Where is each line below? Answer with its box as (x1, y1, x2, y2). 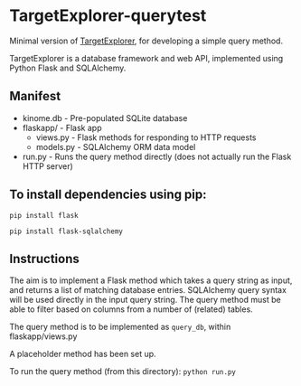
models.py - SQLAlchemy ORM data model (35, 141, 196, 152)
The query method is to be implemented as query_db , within (9, 322, 231, 333)
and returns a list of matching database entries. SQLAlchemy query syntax (9, 285, 287, 296)
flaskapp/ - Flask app (22, 122, 102, 133)
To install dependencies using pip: (9, 187, 207, 202)
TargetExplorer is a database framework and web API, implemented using (9, 52, 284, 63)
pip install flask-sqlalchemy (9, 227, 124, 236)
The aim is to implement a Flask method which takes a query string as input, (9, 275, 293, 286)
